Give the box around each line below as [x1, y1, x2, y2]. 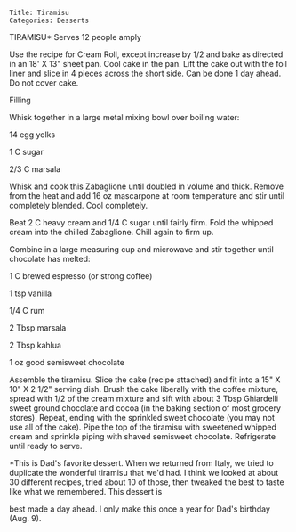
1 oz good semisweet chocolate [9, 357, 124, 367]
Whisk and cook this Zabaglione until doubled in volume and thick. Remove [9, 181, 284, 192]
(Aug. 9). [9, 513, 42, 523]
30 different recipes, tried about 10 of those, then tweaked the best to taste [9, 477, 284, 487]
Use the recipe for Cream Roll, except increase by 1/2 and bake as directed [9, 49, 284, 60]
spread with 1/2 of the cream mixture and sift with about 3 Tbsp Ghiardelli [9, 393, 278, 404]
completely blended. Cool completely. [9, 201, 148, 210]
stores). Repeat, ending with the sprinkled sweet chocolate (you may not [9, 413, 276, 422]
